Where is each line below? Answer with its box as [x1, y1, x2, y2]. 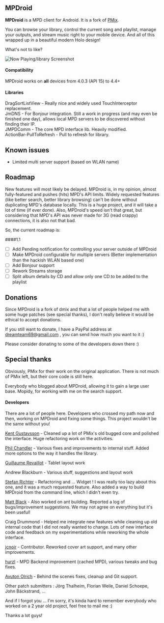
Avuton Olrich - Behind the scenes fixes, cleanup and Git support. [5, 573, 138, 579]
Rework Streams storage [12, 268, 62, 274]
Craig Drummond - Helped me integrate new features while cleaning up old [5, 518, 157, 525]
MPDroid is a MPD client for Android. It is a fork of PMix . [5, 17, 119, 23]
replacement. [5, 106, 32, 112]
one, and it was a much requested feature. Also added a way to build [5, 484, 144, 490]
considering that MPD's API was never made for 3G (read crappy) [5, 212, 138, 218]
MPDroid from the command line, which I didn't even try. [5, 489, 119, 495]
